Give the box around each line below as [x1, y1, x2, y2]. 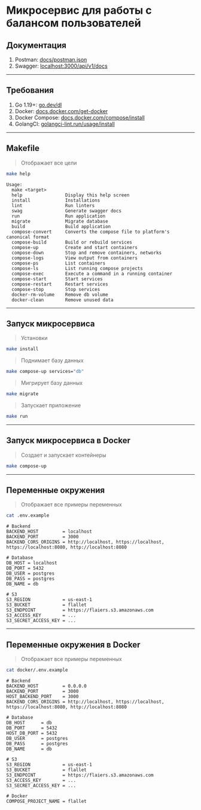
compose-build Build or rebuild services [11, 239, 133, 245]
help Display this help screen [11, 192, 130, 198]
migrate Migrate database [11, 218, 109, 225]
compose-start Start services [11, 276, 103, 282]
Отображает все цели [20, 159, 77, 166]
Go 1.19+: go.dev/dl [14, 101, 62, 108]
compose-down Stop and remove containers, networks [11, 250, 162, 256]
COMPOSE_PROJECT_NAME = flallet [6, 798, 87, 804]
